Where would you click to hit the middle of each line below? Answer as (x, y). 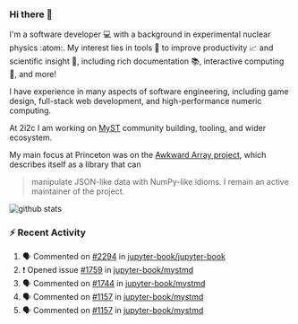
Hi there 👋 (31, 14)
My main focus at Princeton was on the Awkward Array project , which (138, 155)
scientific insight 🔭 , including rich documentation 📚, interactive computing (147, 61)
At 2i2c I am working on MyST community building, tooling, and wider (138, 128)
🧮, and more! (33, 74)
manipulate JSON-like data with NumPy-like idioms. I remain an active (160, 182)
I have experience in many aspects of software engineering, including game (149, 92)
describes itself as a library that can (75, 164)
